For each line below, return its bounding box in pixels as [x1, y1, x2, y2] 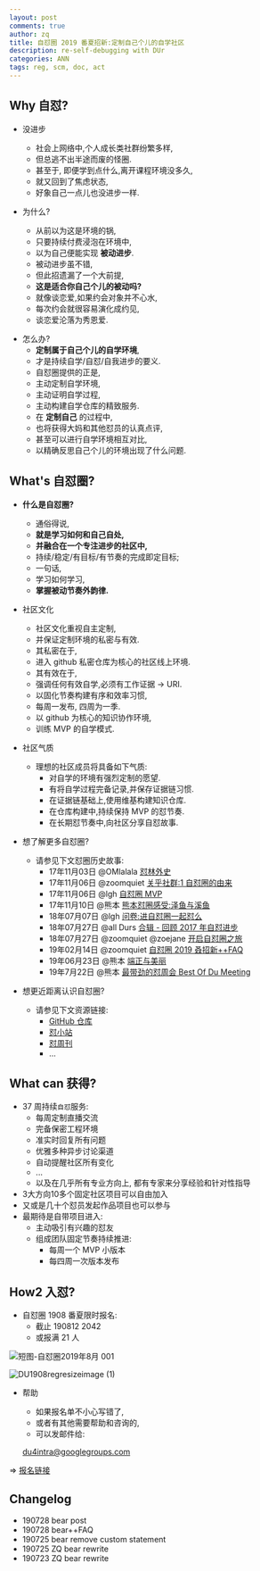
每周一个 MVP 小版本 [48, 1244, 126, 1255]
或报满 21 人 [35, 1332, 80, 1343]
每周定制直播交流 [35, 1112, 99, 1123]
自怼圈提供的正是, [35, 367, 101, 378]
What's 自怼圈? [9, 474, 95, 489]
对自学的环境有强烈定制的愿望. [48, 772, 161, 783]
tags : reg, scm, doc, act [9, 63, 105, 72]
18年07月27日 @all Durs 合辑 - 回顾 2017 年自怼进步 [48, 921, 239, 933]
